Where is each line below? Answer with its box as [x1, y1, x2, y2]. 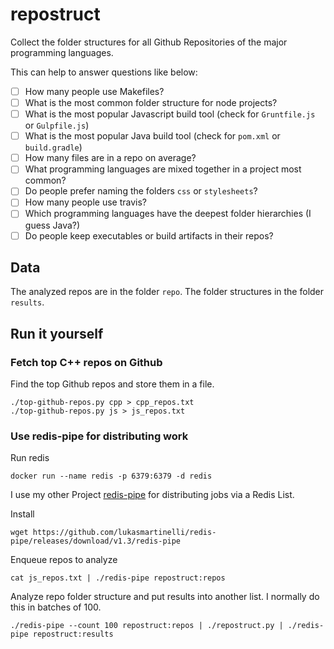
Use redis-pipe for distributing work [10, 429, 189, 443]
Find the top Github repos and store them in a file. [10, 378, 215, 390]
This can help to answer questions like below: [10, 66, 198, 78]
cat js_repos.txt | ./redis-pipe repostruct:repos [10, 573, 226, 583]
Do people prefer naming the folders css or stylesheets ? [24, 185, 258, 197]
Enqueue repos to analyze [10, 554, 118, 566]
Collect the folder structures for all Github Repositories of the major [10, 36, 288, 48]
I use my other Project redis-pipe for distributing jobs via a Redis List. [10, 489, 295, 501]
